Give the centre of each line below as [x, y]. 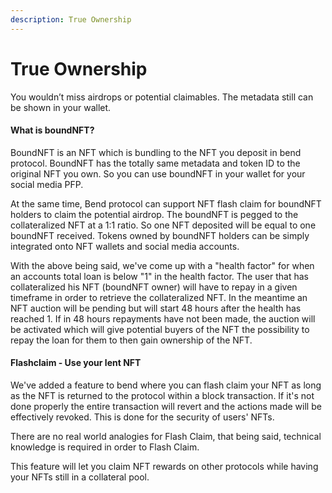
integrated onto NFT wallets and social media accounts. [125, 246]
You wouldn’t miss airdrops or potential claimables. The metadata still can [162, 97]
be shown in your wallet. [61, 107]
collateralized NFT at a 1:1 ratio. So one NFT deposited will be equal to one [163, 225]
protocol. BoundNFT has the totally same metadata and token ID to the [155, 163]
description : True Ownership [71, 19]
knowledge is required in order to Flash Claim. [105, 447]
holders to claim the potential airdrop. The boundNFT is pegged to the [154, 214]
